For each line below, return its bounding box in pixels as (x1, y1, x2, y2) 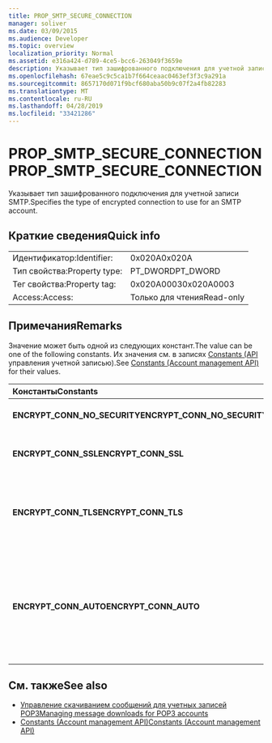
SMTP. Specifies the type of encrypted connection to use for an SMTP (8, 197, 241, 206)
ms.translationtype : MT (8, 87, 89, 96)
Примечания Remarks (8, 319, 123, 333)
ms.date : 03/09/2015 (8, 27, 79, 35)
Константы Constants (12, 385, 99, 397)
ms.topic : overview (8, 42, 74, 50)
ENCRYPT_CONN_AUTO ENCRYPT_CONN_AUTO (12, 601, 200, 612)
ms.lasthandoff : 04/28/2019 (8, 102, 104, 110)
